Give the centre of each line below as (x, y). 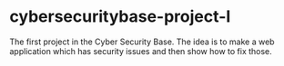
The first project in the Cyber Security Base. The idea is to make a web (142, 42)
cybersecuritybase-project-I (120, 17)
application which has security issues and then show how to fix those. (141, 51)
